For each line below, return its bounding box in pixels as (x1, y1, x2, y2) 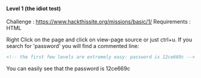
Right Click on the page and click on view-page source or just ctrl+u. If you (6, 36, 193, 43)
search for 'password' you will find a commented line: (6, 43, 140, 50)
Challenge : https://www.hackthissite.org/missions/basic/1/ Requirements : (6, 18, 191, 25)
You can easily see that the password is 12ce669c (6, 65, 131, 72)
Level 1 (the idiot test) (6, 5, 61, 12)
